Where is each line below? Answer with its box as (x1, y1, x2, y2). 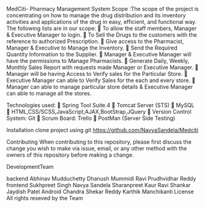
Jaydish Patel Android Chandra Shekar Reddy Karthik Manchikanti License (6, 188, 194, 195)
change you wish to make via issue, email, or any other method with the (6, 145, 187, 152)
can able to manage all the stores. (6, 90, 92, 97)
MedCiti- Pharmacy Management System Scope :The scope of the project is (6, 6, 199, 12)
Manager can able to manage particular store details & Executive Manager (6, 83, 193, 91)
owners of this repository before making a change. (6, 151, 134, 158)
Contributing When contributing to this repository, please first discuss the (6, 138, 192, 146)
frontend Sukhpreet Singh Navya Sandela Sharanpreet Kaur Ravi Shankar (6, 182, 191, 188)
